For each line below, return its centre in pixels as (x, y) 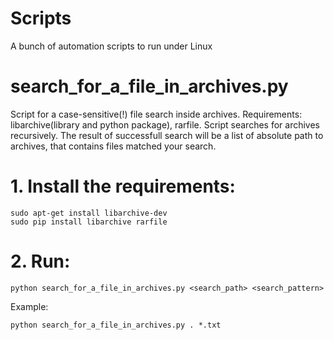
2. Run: (40, 261)
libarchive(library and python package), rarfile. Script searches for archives (165, 124)
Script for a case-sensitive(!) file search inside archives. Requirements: (156, 114)
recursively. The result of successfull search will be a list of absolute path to (167, 135)
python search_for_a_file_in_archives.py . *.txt (116, 325)
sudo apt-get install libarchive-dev (89, 213)
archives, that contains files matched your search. (113, 146)
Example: (29, 306)
